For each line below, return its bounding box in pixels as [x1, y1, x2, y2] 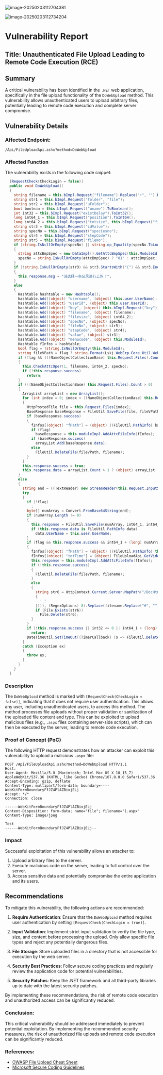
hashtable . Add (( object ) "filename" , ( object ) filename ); [17, 310, 136, 315]
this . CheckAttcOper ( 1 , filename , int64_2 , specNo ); [22, 364, 130, 369]
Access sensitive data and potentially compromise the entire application [12, 873, 156, 878]
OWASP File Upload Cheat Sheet [12, 1059, 78, 1065]
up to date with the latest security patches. [12, 983, 98, 989]
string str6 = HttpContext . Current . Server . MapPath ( [35, 590, 142, 595]
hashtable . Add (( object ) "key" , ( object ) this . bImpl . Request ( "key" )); [17, 305, 162, 310]
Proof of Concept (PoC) [5, 736, 62, 743]
